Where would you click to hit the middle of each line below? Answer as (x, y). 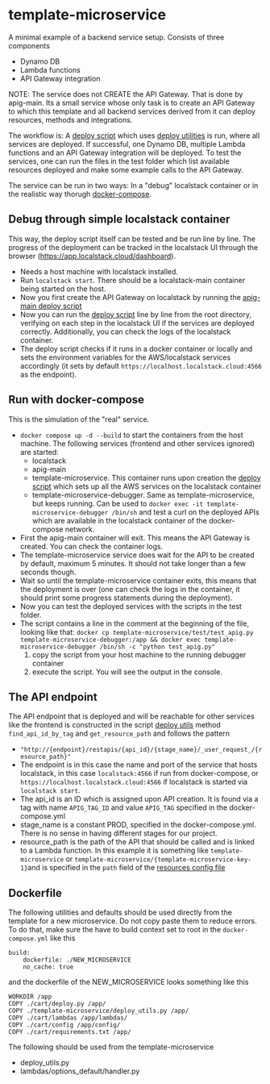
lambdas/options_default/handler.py (80, 1071)
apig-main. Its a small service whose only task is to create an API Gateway (132, 102)
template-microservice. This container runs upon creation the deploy (147, 477)
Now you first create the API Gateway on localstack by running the (131, 297)
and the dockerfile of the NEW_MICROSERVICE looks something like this (129, 982)
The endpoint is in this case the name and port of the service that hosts (139, 765)
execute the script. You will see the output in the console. (127, 672)
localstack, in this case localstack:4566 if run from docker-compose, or (139, 773)
